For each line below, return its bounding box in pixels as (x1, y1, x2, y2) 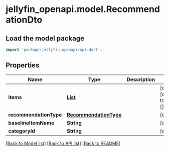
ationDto (6, 14, 43, 25)
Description (126, 76, 155, 83)
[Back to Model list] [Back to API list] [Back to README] (6, 140, 121, 146)
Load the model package (6, 34, 85, 42)
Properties (6, 61, 40, 69)
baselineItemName (8, 119, 55, 126)
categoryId (8, 127, 36, 134)
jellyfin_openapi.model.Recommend (6, 3, 160, 15)
